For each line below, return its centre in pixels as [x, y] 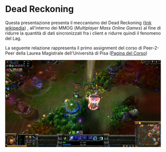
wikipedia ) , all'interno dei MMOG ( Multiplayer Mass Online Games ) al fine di [83, 28]
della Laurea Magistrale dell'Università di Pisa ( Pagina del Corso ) [82, 53]
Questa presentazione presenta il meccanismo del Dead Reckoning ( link [78, 23]
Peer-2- [151, 48]
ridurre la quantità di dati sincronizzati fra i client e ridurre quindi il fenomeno [83, 33]
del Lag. [13, 38]
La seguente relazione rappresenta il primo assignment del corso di [74, 48]
